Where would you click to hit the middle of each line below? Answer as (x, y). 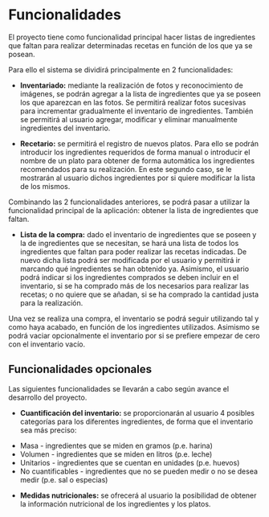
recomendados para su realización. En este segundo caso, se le (126, 169)
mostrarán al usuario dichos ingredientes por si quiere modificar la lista (137, 178)
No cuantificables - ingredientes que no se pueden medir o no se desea (139, 471)
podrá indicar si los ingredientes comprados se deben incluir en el (129, 277)
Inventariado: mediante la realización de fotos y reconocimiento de (131, 85)
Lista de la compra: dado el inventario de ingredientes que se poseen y (138, 234)
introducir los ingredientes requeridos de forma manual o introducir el (135, 152)
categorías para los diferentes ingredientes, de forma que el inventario (137, 421)
